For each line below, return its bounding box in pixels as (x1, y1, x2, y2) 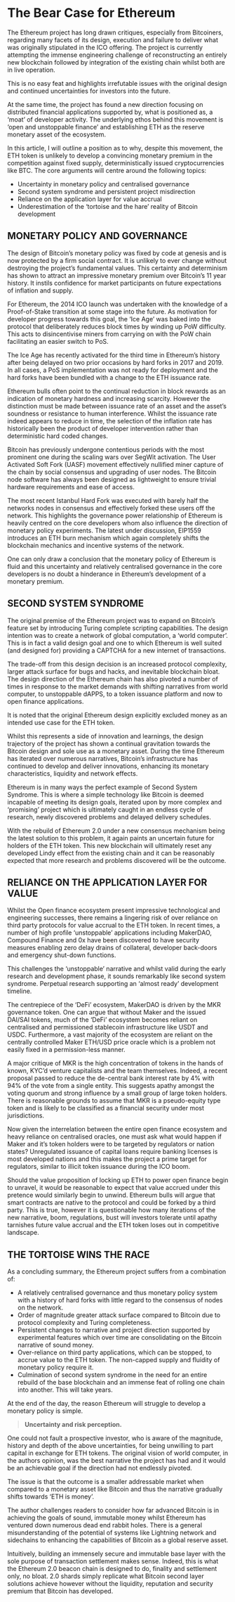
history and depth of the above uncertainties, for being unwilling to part (7, 1442, 214, 1450)
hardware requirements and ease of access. (7, 482, 135, 491)
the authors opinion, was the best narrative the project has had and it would (7, 1456, 226, 1465)
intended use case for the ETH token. (7, 718, 115, 726)
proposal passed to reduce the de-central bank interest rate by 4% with (7, 1074, 215, 1082)
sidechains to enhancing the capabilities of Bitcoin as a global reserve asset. (7, 1536, 229, 1544)
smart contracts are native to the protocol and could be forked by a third (7, 1198, 216, 1207)
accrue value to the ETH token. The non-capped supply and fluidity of (17, 1356, 220, 1364)
